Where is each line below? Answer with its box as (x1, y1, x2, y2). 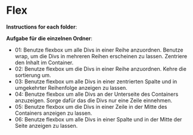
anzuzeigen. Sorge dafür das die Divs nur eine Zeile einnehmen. (14, 96, 173, 104)
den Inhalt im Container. (14, 59, 74, 66)
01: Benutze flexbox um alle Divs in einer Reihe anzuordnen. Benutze (14, 46, 183, 54)
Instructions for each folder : (6, 23, 77, 30)
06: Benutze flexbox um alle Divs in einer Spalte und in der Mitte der (14, 115, 182, 123)
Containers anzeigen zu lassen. (14, 109, 92, 117)
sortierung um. (14, 71, 52, 79)
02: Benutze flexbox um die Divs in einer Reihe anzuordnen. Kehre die (14, 65, 186, 72)
